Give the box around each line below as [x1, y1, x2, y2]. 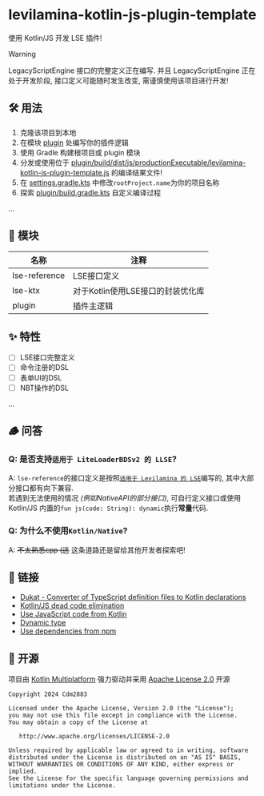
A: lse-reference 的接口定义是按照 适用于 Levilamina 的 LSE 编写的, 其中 [8, 473, 240, 483]
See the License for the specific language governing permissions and [8, 774, 249, 782]
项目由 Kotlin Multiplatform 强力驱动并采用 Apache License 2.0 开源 [8, 674, 230, 684]
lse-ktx [12, 284, 40, 295]
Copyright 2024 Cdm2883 [8, 690, 88, 698]
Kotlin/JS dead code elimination [19, 601, 125, 610]
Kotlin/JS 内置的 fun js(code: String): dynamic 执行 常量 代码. [8, 503, 209, 513]
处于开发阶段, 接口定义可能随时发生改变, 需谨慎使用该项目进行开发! [8, 75, 229, 85]
